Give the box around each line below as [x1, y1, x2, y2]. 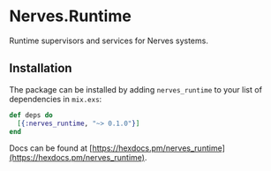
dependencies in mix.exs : [9, 93, 102, 104]
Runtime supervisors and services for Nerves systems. [9, 35, 209, 46]
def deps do [9, 110, 53, 120]
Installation [9, 61, 72, 76]
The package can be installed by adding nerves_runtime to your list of [9, 84, 263, 94]
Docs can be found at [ [9, 143, 93, 153]
